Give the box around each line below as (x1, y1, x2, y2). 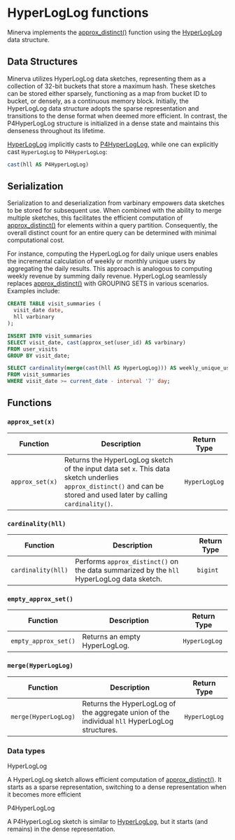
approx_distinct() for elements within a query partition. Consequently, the (7, 221, 218, 230)
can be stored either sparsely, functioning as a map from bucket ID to (7, 89, 208, 97)
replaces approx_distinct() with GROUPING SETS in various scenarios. (7, 279, 209, 288)
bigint (197, 566, 219, 575)
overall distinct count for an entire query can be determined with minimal (7, 229, 217, 237)
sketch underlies (64, 472, 119, 482)
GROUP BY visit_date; (7, 352, 71, 359)
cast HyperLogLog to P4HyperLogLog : (7, 147, 108, 155)
